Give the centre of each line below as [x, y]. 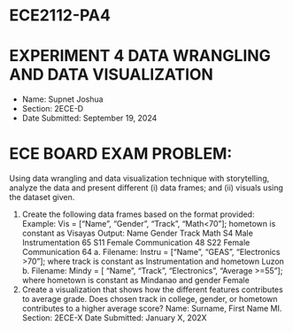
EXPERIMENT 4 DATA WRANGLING [140, 56]
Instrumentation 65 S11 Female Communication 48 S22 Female [136, 243]
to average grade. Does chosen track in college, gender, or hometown [150, 299]
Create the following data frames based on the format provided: [138, 214]
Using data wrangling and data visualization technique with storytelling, [139, 179]
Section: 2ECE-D [53, 109]
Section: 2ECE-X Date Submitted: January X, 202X [114, 318]
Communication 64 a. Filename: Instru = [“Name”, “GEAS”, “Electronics [151, 252]
